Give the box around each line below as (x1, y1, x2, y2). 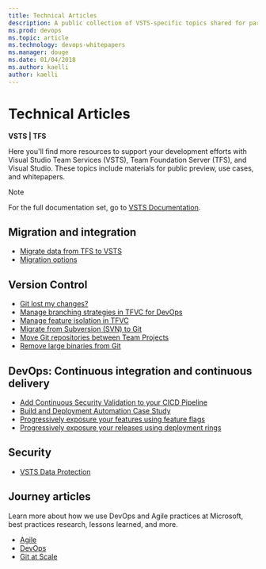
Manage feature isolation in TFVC (19, 316, 129, 325)
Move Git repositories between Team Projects (19, 333, 169, 342)
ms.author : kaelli (8, 63, 69, 71)
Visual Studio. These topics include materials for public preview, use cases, (8, 163, 254, 173)
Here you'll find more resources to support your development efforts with (8, 146, 248, 156)
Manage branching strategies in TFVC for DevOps (19, 307, 183, 317)
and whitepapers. (8, 171, 66, 181)
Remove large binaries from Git (19, 341, 121, 351)
